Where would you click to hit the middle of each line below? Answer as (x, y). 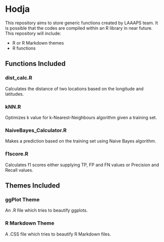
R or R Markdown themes (38, 43)
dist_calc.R (19, 78)
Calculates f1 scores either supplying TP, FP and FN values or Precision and (82, 165)
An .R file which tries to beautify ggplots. (46, 210)
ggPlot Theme (22, 199)
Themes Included (33, 185)
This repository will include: (33, 33)
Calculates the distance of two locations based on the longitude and (75, 89)
